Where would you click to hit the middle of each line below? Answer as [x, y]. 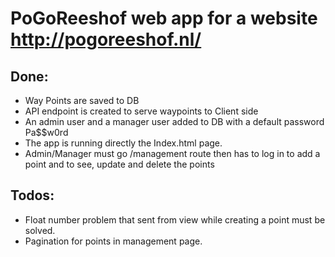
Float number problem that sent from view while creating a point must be [175, 219]
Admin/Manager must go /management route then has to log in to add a [172, 153]
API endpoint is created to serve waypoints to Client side [141, 111]
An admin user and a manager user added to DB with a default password [174, 121]
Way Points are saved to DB [82, 100]
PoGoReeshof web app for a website [164, 18]
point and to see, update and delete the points [119, 164]
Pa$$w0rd [46, 132]
